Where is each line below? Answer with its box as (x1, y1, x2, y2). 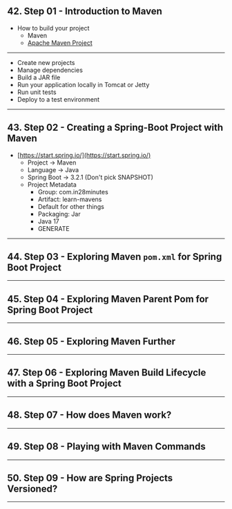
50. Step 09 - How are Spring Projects (7, 472, 173, 483)
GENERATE (37, 224, 70, 232)
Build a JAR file (17, 73, 61, 82)
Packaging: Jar (37, 210, 81, 218)
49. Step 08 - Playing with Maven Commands (7, 441, 206, 452)
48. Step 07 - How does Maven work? (7, 409, 172, 421)
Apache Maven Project (27, 38, 93, 47)
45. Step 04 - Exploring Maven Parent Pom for (7, 293, 209, 305)
